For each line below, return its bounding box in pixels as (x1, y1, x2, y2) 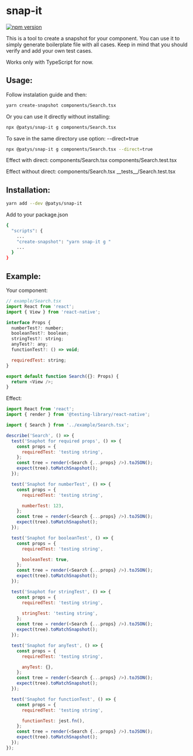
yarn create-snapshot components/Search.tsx (6, 102, 116, 108)
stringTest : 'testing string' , (21, 610, 98, 616)
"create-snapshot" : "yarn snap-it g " (16, 239, 111, 245)
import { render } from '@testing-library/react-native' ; (6, 411, 150, 418)
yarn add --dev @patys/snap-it (6, 201, 82, 207)
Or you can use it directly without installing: (6, 113, 111, 120)
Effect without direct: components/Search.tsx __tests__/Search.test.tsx (6, 168, 176, 175)
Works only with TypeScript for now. (6, 59, 94, 66)
